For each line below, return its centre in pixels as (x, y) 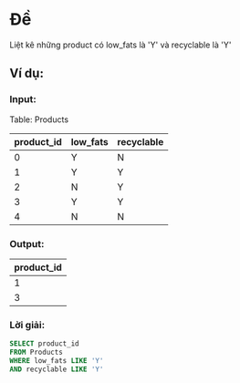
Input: (23, 99)
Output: (27, 243)
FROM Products (37, 352)
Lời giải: (27, 325)
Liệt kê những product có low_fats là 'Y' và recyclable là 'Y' (120, 45)
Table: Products (39, 119)
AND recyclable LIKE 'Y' (57, 369)
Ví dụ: (26, 73)
